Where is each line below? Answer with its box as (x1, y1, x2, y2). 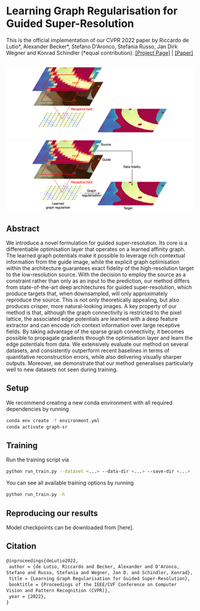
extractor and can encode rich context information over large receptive (6, 322, 180, 329)
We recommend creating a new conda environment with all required (6, 399, 173, 406)
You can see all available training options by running (6, 479, 134, 486)
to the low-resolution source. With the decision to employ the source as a (6, 271, 186, 278)
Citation (6, 541, 37, 551)
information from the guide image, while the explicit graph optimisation (6, 258, 180, 266)
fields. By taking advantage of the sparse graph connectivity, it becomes (6, 328, 185, 335)
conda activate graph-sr (6, 424, 68, 430)
